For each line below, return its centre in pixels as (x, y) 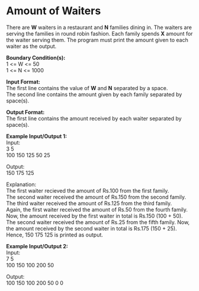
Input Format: (23, 82)
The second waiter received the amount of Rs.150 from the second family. (96, 197)
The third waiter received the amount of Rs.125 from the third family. (89, 203)
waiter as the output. (31, 46)
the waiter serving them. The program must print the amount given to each (97, 40)
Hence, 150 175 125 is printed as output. (55, 235)
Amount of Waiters (54, 11)
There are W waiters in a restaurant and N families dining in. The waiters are (99, 27)
